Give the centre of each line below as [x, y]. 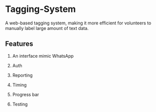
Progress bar [26, 94]
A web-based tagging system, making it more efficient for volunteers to [78, 23]
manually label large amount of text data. [47, 28]
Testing [20, 104]
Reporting [23, 75]
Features [19, 44]
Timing [19, 85]
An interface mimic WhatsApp [43, 56]
